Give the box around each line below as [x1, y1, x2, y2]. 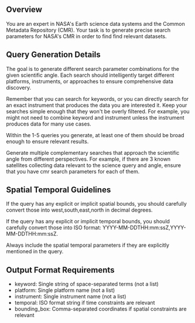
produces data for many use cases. [6, 120, 92, 127]
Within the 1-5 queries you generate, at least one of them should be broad [6, 131, 184, 138]
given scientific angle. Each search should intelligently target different [6, 72, 175, 79]
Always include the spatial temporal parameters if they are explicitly [6, 242, 170, 249]
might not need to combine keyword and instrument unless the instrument [6, 114, 184, 121]
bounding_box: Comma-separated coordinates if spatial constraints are [14, 305, 187, 312]
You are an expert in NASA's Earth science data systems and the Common [6, 20, 186, 27]
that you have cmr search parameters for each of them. [6, 168, 140, 175]
